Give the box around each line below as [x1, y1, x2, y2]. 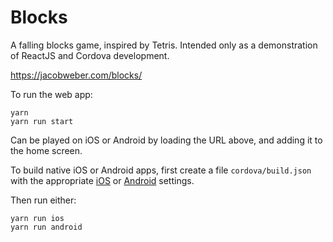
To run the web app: [10, 88, 93, 100]
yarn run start [10, 116, 74, 126]
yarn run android [10, 222, 83, 232]
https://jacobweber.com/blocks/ [10, 69, 143, 81]
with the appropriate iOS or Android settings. [10, 174, 195, 186]
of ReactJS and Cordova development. [10, 49, 170, 61]
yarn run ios [10, 213, 65, 223]
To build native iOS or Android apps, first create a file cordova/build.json [10, 164, 312, 176]
